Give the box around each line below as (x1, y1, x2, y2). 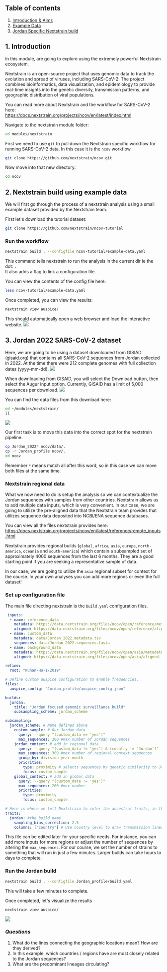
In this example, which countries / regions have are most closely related (12, 950, 160, 956)
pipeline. (5, 435, 23, 441)
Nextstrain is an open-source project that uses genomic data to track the (5, 70, 154, 76)
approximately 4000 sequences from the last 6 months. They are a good (5, 553, 154, 559)
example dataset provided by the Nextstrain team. (5, 207, 108, 213)
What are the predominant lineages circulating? (12, 961, 109, 967)
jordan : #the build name (9, 815, 61, 821)
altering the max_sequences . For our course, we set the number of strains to (5, 844, 158, 851)
